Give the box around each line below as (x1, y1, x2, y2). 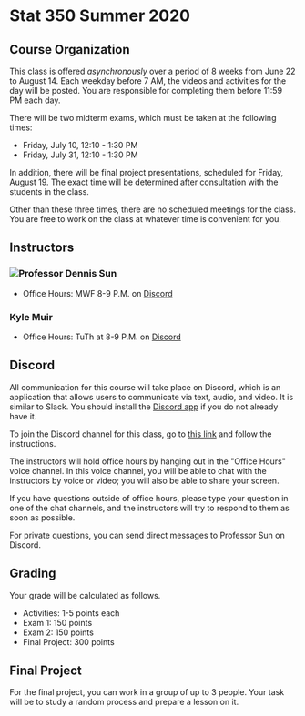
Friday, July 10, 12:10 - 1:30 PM (22, 140, 138, 150)
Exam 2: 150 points (22, 627, 94, 638)
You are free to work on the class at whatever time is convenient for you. (9, 214, 282, 224)
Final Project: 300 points (22, 636, 116, 647)
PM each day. (9, 95, 61, 106)
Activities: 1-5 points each (22, 607, 120, 619)
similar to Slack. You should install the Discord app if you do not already (9, 401, 279, 412)
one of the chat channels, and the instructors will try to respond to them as (9, 502, 290, 513)
